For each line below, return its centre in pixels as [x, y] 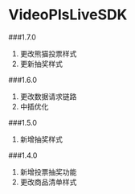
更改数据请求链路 [48, 96]
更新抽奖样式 [41, 64]
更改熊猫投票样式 [48, 53]
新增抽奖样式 [41, 139]
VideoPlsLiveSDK [68, 15]
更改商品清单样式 [48, 182]
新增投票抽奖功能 [48, 171]
